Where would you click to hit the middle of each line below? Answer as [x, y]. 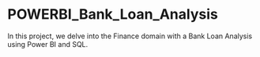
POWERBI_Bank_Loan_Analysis [113, 14]
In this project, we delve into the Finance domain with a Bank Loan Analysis [130, 36]
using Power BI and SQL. [48, 44]
